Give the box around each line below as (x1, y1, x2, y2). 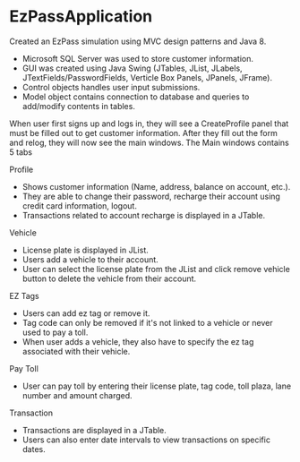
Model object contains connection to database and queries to (21, 91, 250, 102)
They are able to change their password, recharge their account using (21, 191, 280, 201)
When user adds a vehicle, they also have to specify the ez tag (21, 336, 254, 346)
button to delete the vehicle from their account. (21, 273, 197, 284)
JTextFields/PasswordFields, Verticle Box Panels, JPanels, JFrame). (21, 72, 273, 82)
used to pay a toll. (21, 327, 89, 338)
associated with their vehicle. (21, 346, 131, 356)
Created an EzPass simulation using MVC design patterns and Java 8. (9, 36, 267, 47)
